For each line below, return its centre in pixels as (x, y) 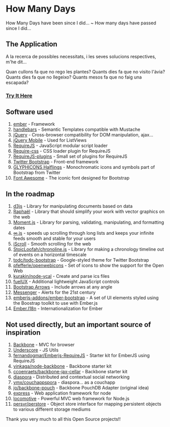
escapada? (17, 82)
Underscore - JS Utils (36, 350)
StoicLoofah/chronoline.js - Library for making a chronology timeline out (89, 250)
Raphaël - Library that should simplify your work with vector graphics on (89, 211)
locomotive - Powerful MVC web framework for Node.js (71, 399)
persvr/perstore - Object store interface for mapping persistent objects (87, 404)
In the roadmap (30, 194)
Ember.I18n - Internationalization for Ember (58, 309)
